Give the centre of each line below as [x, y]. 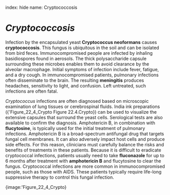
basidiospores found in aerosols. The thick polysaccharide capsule [76, 58]
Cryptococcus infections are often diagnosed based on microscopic [77, 101]
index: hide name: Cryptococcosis [41, 7]
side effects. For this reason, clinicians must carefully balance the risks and [85, 144]
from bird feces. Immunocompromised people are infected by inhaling [79, 53]
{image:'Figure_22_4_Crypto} [36, 187]
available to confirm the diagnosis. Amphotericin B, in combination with [80, 123]
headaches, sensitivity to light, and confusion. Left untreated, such [76, 85]
